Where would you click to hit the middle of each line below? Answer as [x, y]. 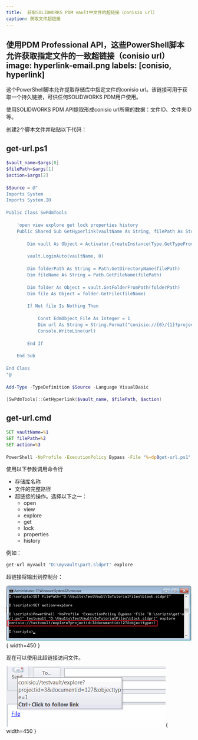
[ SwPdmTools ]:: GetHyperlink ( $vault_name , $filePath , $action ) [84, 400]
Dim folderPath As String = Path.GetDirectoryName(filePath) [104, 269]
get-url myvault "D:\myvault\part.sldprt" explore [70, 565]
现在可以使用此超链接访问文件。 [45, 658]
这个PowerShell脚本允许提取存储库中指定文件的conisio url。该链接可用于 [94, 90]
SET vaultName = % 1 [27, 432]
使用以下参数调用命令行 [34, 469]
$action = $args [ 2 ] [27, 175]
